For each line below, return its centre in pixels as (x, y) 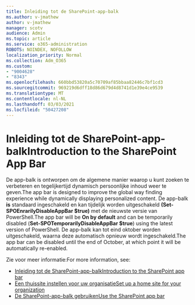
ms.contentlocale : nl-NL (36, 99)
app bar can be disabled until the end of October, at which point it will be (93, 242)
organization (29, 290)
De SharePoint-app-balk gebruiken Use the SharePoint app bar (90, 296)
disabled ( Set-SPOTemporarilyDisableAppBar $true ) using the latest (90, 223)
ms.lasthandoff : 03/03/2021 (40, 104)
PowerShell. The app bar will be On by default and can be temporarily (89, 217)
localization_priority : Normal (44, 55)
